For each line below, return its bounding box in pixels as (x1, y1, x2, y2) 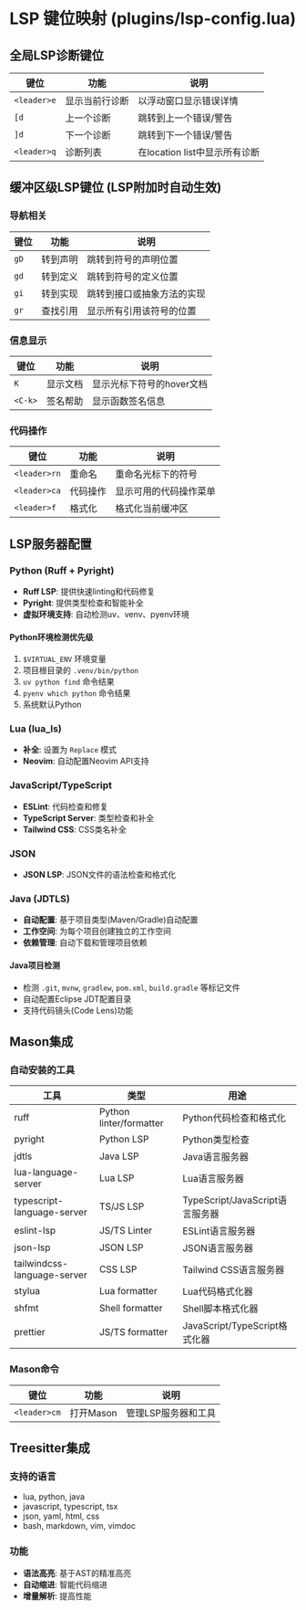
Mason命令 (9, 1363, 59, 1375)
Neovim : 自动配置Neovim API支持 (22, 755, 149, 767)
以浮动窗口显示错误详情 (138, 95, 239, 107)
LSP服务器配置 (9, 536, 93, 552)
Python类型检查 (181, 1133, 250, 1146)
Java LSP (98, 1150, 139, 1163)
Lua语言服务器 (181, 1173, 244, 1185)
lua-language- (14, 1166, 79, 1179)
